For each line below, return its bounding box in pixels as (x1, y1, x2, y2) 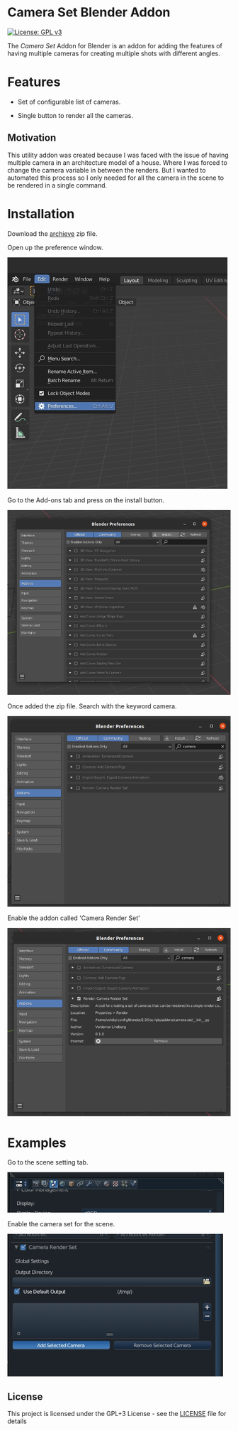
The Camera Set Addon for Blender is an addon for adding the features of (7, 41, 223, 50)
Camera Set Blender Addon (7, 4, 171, 21)
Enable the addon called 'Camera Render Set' (7, 914, 140, 922)
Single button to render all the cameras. (17, 111, 133, 119)
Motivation (7, 132, 57, 144)
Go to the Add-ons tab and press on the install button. (7, 495, 165, 504)
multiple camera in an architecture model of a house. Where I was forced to (7, 158, 228, 167)
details (7, 1417, 27, 1425)
